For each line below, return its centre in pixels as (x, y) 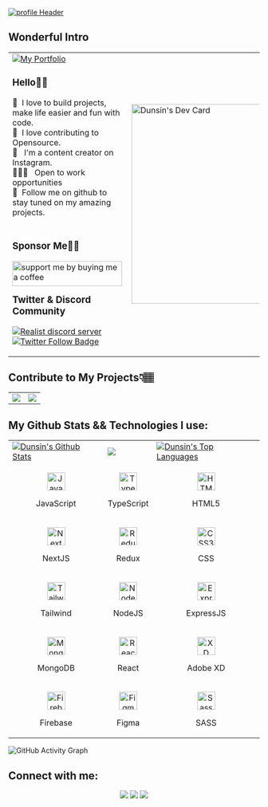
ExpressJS (206, 613)
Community (39, 311)
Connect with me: (53, 776)
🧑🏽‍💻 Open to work (49, 172)
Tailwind (56, 613)
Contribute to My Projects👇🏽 (81, 378)
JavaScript (56, 504)
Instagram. (32, 162)
